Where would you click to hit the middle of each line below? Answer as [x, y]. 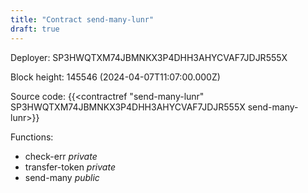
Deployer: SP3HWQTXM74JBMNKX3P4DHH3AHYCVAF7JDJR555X [149, 57]
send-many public [62, 177]
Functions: [32, 137]
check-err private [61, 156]
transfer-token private [70, 167]
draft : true [35, 29]
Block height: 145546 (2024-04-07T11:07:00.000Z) [115, 77]
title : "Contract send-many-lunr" [82, 19]
